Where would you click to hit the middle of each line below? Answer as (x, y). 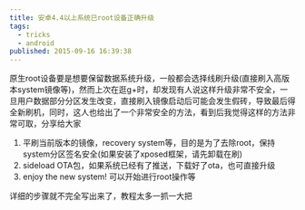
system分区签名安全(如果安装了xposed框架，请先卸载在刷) (133, 154)
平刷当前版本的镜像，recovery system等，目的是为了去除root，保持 (149, 143)
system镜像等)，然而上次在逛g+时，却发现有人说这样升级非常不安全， (148, 90)
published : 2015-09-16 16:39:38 (70, 52)
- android (36, 43)
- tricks (34, 34)
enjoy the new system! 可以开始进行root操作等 (109, 177)
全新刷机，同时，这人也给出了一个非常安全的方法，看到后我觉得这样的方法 (148, 112)
